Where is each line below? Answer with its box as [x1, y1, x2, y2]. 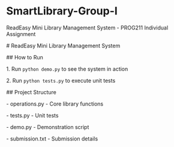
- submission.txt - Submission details [6, 135, 98, 142]
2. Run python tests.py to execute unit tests [6, 77, 116, 84]
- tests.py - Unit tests [6, 112, 59, 119]
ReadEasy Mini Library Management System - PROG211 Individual [6, 24, 169, 31]
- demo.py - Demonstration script [6, 123, 89, 130]
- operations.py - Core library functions [6, 100, 104, 107]
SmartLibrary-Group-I [6, 4, 118, 18]
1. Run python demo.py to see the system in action [6, 65, 128, 73]
